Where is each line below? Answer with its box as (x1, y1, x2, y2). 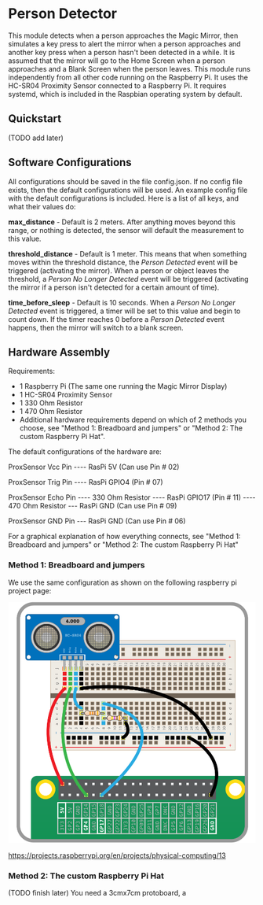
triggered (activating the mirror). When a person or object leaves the (8, 265, 229, 275)
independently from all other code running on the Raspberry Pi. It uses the (8, 72, 249, 82)
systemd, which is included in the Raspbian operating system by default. (8, 89, 243, 98)
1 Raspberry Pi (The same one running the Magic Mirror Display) (19, 382, 228, 391)
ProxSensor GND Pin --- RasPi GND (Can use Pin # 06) (8, 516, 186, 526)
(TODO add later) (8, 133, 64, 142)
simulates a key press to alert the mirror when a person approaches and (8, 39, 241, 48)
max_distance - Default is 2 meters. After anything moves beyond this (8, 217, 236, 227)
